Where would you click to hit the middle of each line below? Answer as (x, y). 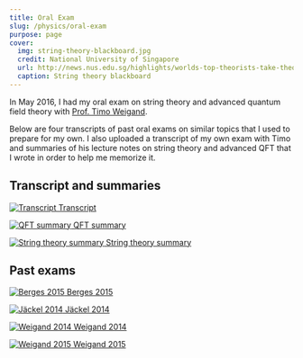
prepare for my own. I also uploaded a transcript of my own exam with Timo (150, 138)
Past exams (43, 270)
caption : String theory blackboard (84, 76)
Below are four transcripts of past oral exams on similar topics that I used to (150, 129)
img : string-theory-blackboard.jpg (84, 51)
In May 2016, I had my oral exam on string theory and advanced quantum (145, 102)
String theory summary (149, 242)
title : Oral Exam (42, 18)
